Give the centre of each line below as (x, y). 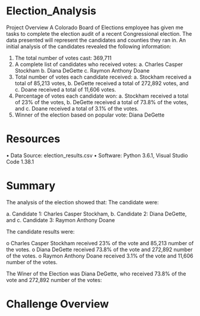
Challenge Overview (57, 304)
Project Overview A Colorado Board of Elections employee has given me (95, 27)
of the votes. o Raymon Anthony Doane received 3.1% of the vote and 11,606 (100, 256)
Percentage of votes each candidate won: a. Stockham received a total (101, 96)
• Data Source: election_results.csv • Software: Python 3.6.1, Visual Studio (97, 155)
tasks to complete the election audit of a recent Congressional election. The (99, 33)
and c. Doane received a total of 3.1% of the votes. (76, 108)
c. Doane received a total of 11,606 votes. (65, 89)
